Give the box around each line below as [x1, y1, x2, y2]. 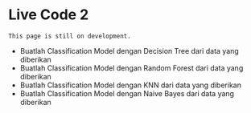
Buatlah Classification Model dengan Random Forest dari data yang [19, 63, 244, 73]
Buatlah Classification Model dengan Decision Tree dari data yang [19, 46, 239, 55]
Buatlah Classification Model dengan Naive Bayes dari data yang [19, 88, 235, 98]
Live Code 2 [8, 6, 89, 24]
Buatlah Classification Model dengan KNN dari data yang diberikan [19, 80, 241, 90]
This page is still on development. [8, 32, 131, 40]
